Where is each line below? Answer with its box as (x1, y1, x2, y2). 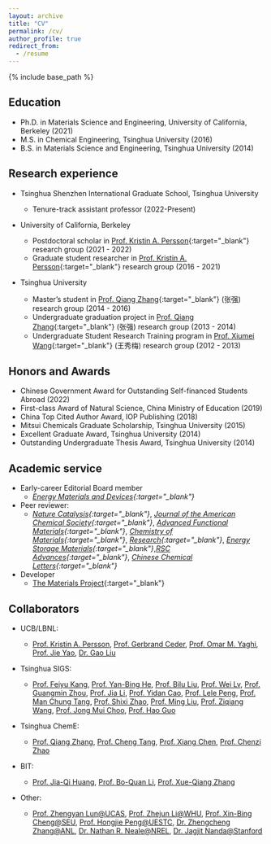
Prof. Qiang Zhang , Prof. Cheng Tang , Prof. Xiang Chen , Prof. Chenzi (32, 737, 261, 747)
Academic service (8, 461, 103, 475)
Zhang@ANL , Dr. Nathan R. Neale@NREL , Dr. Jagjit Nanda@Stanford (32, 826, 263, 836)
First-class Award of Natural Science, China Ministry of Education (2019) (19, 404, 263, 413)
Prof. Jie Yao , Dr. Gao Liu (32, 648, 116, 658)
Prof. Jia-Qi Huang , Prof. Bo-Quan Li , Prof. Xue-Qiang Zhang (32, 777, 235, 787)
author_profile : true (8, 34, 82, 43)
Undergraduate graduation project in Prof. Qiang (32, 312, 195, 321)
